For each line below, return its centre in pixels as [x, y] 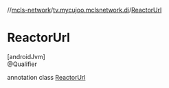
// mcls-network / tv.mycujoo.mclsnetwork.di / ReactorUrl [84, 10]
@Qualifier [22, 64]
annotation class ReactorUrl [46, 77]
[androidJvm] [26, 56]
